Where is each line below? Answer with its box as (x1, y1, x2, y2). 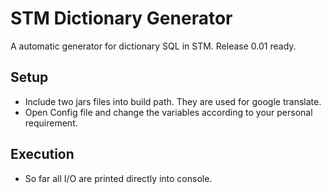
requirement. (24, 117, 78, 129)
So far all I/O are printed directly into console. (24, 172, 213, 184)
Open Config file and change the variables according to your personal (24, 106, 313, 118)
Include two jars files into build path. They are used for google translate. (24, 95, 322, 107)
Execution (10, 146, 75, 163)
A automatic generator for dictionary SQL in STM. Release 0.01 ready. (10, 40, 297, 52)
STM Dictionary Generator (10, 7, 233, 30)
